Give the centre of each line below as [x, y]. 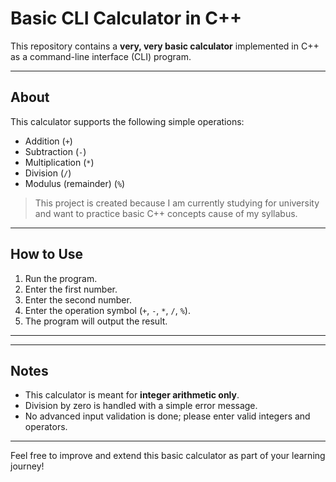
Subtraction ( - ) [55, 151]
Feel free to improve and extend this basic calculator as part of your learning [168, 456]
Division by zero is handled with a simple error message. [141, 406]
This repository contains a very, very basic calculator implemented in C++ [165, 46]
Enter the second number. [78, 299]
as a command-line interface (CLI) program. [101, 56]
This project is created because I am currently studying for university [177, 203]
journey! [27, 466]
